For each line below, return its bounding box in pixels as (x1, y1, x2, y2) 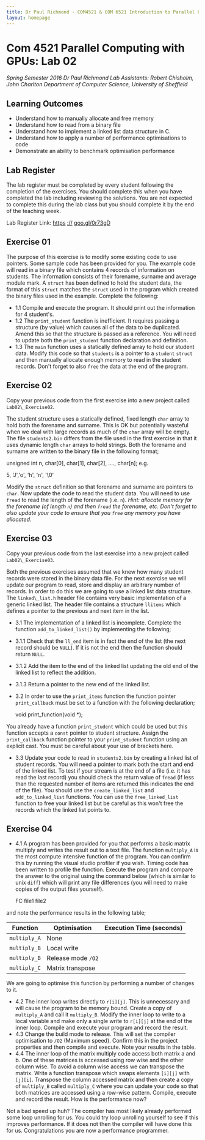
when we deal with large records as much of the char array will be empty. (6, 428, 191, 435)
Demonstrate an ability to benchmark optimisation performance (15, 148, 175, 155)
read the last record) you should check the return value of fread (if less (15, 773, 194, 781)
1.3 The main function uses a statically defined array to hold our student (15, 343, 195, 350)
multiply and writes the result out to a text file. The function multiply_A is (15, 846, 199, 854)
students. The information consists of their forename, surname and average (6, 272, 196, 280)
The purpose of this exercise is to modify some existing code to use (6, 253, 177, 260)
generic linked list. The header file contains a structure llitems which (6, 601, 181, 608)
